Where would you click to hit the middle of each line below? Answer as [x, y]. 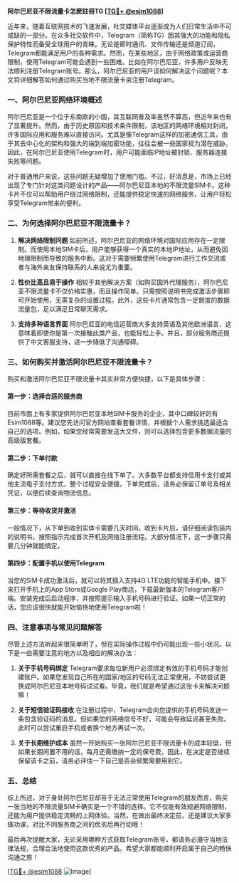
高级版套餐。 [26, 440]
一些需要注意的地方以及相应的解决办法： [79, 653]
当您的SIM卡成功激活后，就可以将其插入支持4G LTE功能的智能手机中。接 [114, 580]
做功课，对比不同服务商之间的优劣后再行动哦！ [76, 825]
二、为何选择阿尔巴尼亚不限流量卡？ [69, 224]
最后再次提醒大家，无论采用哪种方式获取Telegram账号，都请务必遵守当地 [115, 840]
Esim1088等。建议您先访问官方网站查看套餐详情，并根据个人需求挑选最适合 [118, 422]
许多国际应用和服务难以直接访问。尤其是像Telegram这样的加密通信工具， [115, 135]
